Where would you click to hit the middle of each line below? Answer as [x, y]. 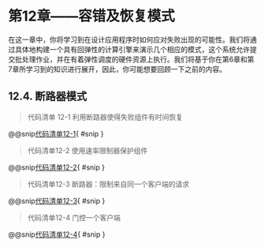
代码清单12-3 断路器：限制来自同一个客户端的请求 [108, 184]
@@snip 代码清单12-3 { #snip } [57, 200]
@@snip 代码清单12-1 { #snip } [56, 133]
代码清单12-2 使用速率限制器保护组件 [88, 150]
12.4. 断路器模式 [48, 97]
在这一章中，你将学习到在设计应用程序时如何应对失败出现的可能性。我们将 [129, 39]
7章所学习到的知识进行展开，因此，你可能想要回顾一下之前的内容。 [117, 69]
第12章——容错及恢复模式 [91, 16]
